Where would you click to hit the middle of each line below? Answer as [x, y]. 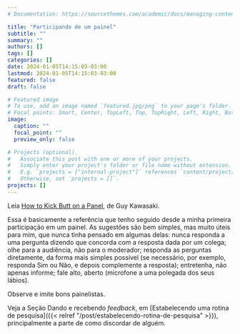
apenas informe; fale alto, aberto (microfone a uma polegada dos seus [111, 273]
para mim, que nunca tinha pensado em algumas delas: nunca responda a [116, 234]
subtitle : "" [27, 34]
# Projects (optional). [43, 152]
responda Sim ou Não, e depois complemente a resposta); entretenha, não [117, 265]
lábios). [19, 280]
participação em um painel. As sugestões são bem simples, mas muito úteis [119, 227]
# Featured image [33, 100]
